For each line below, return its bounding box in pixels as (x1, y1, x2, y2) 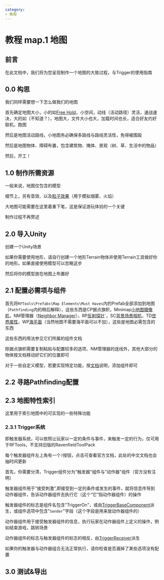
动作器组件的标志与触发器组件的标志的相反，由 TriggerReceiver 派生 (5, 535, 140, 541)
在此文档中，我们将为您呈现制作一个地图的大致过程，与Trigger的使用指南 (5, 69, 152, 75)
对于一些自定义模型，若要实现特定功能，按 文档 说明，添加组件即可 (5, 362, 138, 368)
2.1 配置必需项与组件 (5, 287, 67, 295)
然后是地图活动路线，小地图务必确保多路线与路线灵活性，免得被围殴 (5, 132, 142, 138)
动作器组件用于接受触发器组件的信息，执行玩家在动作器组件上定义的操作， (5, 519, 155, 525)
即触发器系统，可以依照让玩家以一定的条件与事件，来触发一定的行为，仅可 (5, 436, 155, 442)
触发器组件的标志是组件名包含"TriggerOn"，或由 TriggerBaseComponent (5, 502, 150, 508)
